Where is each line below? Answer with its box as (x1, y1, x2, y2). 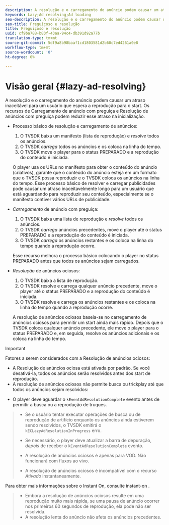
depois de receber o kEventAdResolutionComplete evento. (25, 443, 144, 449)
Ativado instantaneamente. (25, 473, 81, 479)
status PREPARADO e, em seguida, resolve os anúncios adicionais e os (12, 330, 159, 337)
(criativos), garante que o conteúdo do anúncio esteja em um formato (12, 170, 157, 176)
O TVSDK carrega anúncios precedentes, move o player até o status (20, 227, 162, 233)
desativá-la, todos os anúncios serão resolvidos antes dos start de (12, 370, 151, 376)
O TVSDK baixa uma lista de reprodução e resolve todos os (20, 216, 143, 222)
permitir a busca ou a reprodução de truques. (12, 402, 107, 408)
